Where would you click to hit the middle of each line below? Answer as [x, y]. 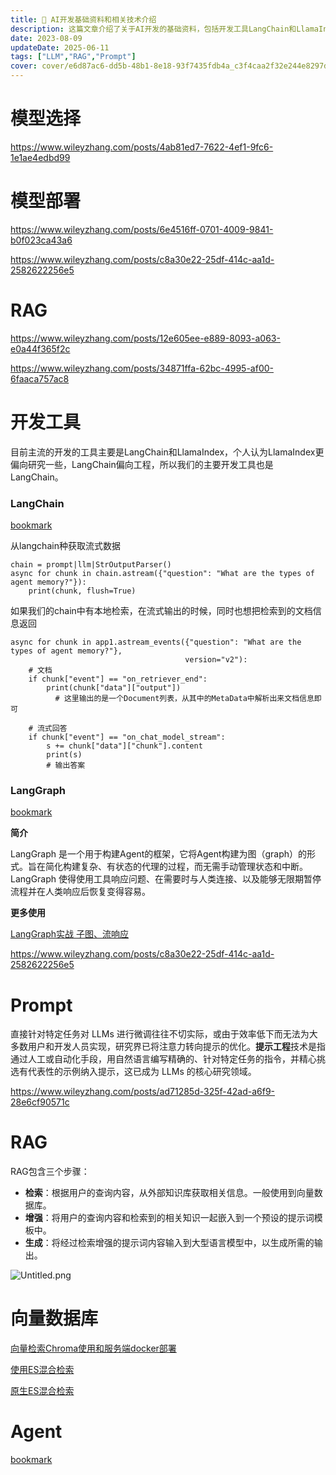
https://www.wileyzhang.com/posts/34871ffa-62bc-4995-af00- [142, 368]
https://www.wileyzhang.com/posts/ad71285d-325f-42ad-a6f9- [143, 1092]
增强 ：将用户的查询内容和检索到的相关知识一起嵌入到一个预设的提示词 [169, 1218]
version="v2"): [216, 660]
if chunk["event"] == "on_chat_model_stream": [127, 737]
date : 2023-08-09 [46, 38]
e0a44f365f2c [40, 348]
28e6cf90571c [40, 1102]
